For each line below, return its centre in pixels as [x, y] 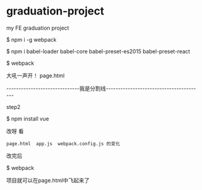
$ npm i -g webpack [31, 39]
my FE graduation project [38, 28]
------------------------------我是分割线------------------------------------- [101, 88]
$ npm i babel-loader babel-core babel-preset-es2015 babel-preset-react [98, 51]
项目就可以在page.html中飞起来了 [48, 180]
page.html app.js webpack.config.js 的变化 [63, 143]
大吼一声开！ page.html [35, 75]
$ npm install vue [28, 119]
